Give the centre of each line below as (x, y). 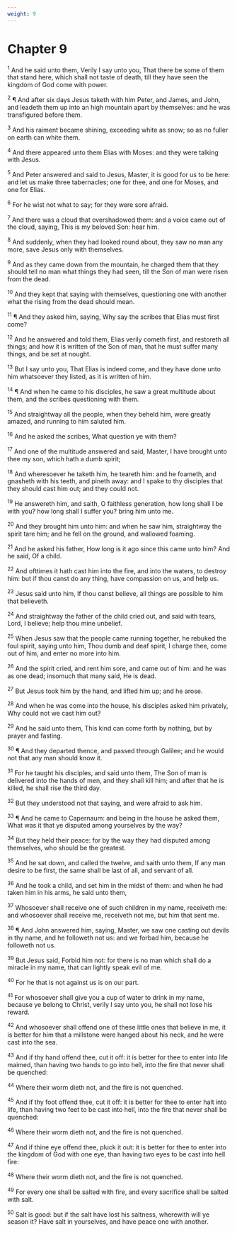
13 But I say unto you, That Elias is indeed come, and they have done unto (114, 368)
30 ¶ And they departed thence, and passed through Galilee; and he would (116, 750)
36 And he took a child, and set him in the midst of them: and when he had (115, 884)
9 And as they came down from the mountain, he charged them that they (113, 264)
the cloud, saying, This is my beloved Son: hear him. (83, 227)
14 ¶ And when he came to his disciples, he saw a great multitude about (111, 391)
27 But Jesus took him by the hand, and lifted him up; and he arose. (105, 690)
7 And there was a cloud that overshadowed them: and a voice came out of (116, 219)
